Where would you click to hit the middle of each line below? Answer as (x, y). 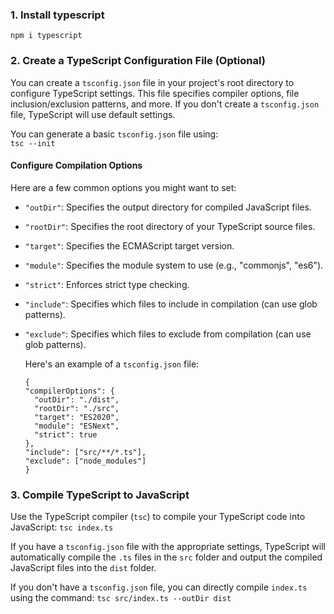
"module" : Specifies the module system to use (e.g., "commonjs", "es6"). (174, 265)
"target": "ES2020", (77, 417)
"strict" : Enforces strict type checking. (107, 284)
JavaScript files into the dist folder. (83, 568)
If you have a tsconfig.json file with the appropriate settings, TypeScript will (168, 547)
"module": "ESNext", (77, 426)
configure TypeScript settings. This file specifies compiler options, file (155, 93)
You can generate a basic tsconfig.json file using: (114, 134)
